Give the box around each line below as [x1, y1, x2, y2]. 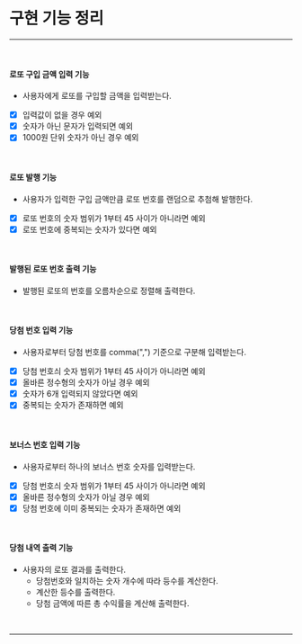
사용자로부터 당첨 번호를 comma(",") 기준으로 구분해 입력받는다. [22, 347, 247, 358]
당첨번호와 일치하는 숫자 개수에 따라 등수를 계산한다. [35, 575, 218, 586]
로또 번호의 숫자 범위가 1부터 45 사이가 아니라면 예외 [22, 212, 206, 223]
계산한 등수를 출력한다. [35, 586, 116, 597]
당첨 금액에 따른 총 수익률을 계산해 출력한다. [35, 597, 190, 608]
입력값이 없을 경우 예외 [22, 110, 102, 121]
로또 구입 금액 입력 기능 [9, 68, 90, 79]
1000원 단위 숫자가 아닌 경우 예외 [22, 132, 139, 143]
